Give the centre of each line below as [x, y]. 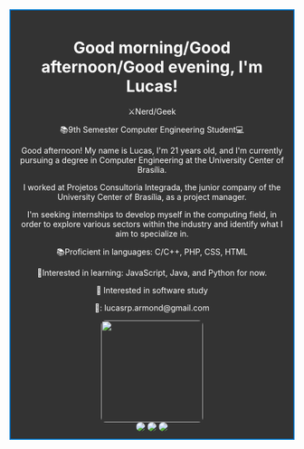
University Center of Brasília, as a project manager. [152, 196]
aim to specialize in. [152, 234]
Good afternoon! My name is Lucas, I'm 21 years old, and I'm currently [152, 150]
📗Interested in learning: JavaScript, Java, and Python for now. [152, 272]
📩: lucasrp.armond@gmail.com [152, 308]
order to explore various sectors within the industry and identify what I [152, 224]
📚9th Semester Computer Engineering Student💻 [152, 129]
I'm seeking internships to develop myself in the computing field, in [152, 214]
